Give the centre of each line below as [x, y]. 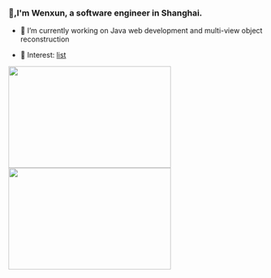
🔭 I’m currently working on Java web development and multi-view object [141, 31]
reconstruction [45, 39]
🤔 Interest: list [43, 55]
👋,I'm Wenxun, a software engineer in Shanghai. [105, 13]
